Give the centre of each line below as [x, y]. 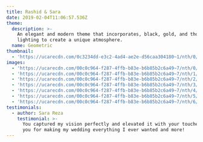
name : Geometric [32, 46]
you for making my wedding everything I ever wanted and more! [104, 130]
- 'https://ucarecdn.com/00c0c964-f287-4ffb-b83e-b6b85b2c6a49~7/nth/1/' [106, 74]
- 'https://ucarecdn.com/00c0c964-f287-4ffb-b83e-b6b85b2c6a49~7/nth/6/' [106, 102]
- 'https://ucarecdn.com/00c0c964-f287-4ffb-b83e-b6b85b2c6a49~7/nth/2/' [106, 79]
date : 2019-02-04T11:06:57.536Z [47, 18]
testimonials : [24, 107]
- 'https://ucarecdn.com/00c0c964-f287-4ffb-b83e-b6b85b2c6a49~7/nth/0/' [106, 68]
